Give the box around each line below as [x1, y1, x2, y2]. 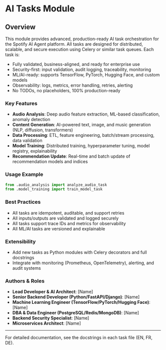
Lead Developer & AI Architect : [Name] [12, 289, 93, 295]
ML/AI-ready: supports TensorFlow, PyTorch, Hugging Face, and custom [12, 72, 160, 77]
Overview [5, 23, 36, 31]
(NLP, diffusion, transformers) [12, 127, 73, 133]
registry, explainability [12, 148, 57, 154]
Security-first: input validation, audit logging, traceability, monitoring [12, 66, 152, 72]
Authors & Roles [5, 277, 45, 284]
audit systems [12, 265, 41, 271]
